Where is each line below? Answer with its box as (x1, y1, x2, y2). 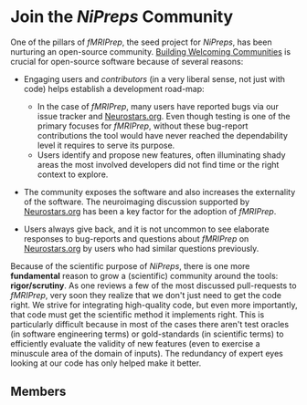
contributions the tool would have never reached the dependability (37, 130, 289, 140)
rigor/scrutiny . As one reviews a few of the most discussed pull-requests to (10, 280, 297, 291)
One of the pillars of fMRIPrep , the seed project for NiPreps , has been (10, 36, 272, 47)
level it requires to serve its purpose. (37, 140, 175, 151)
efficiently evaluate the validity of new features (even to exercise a (10, 337, 260, 348)
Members (10, 384, 67, 400)
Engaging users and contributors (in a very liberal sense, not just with (23, 73, 286, 84)
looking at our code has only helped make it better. (10, 358, 202, 369)
